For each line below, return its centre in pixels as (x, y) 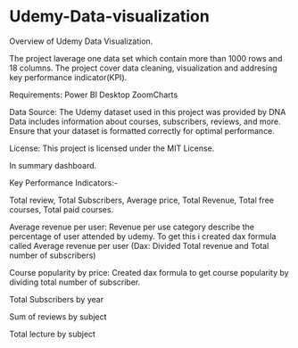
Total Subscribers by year (57, 299)
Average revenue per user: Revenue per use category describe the (132, 227)
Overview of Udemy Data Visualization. (81, 41)
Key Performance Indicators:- (64, 182)
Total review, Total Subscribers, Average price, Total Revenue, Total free (142, 200)
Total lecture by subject (53, 334)
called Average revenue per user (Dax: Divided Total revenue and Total (139, 245)
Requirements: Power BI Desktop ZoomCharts (94, 95)
